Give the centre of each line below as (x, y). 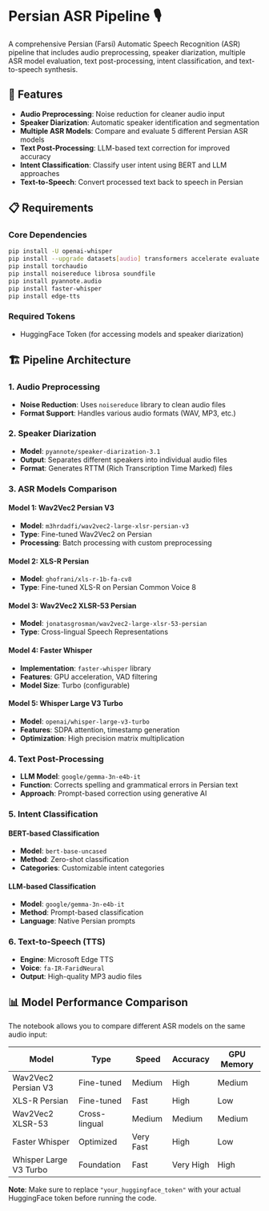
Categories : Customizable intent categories (92, 868)
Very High (191, 1165)
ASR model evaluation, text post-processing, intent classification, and (123, 61)
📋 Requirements (51, 209)
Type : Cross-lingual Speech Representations (94, 632)
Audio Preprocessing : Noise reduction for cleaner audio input (122, 114)
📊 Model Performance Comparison (98, 1002)
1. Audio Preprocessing (54, 387)
